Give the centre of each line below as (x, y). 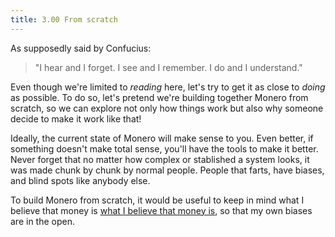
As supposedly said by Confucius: (81, 48)
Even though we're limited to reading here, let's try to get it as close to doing (168, 87)
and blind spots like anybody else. (80, 180)
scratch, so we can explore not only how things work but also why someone (167, 108)
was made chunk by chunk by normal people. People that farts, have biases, (167, 170)
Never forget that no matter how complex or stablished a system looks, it (160, 159)
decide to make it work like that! (76, 118)
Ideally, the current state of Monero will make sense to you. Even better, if (162, 138)
